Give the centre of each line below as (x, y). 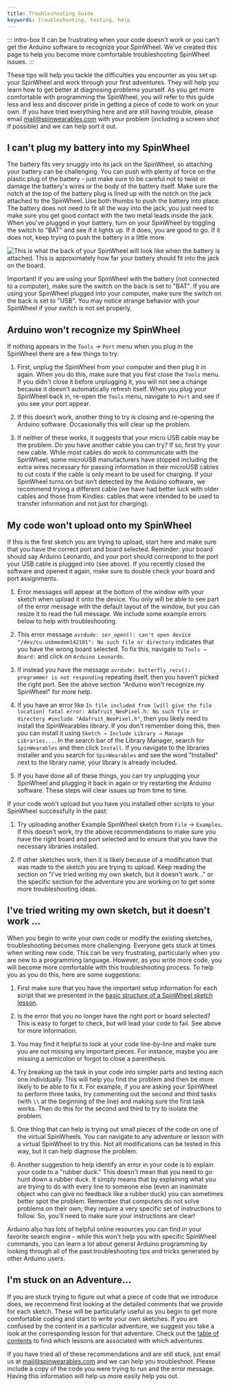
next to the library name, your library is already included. (97, 762)
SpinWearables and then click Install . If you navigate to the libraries (113, 748)
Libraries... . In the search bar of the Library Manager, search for (111, 740)
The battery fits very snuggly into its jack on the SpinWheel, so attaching (110, 164)
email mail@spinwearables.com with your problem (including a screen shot (113, 119)
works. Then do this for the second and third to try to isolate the (107, 1108)
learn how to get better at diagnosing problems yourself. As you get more (111, 90)
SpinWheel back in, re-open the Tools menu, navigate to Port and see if (118, 396)
